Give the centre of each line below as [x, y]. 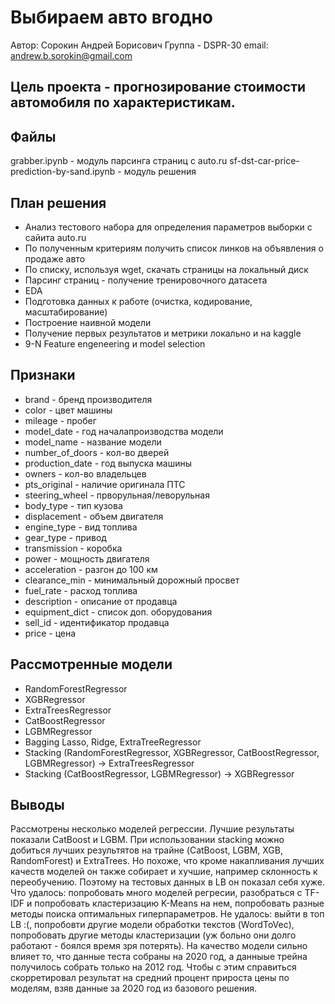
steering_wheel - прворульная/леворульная [117, 495]
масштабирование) [66, 312]
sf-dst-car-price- [264, 161]
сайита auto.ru [55, 237]
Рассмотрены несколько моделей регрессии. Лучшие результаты [152, 829]
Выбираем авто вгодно [112, 17]
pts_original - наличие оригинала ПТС [105, 484]
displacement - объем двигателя [94, 516]
